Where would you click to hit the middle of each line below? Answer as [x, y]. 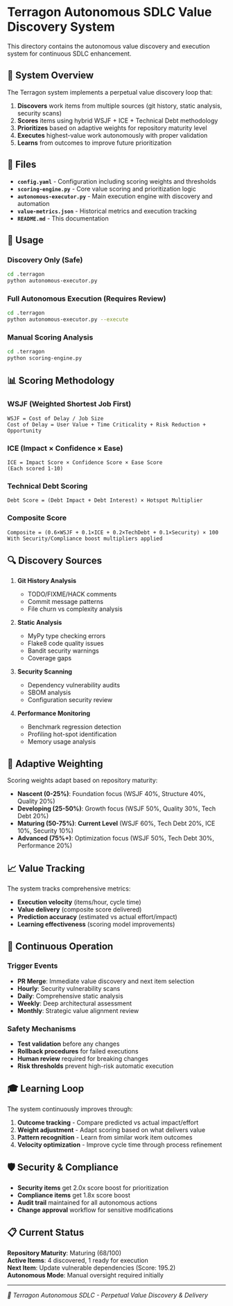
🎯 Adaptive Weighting [55, 764]
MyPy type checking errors [67, 636]
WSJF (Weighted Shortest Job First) [69, 404]
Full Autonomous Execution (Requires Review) [87, 298]
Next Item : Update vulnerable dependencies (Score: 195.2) [92, 1268]
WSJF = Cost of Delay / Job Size [55, 418]
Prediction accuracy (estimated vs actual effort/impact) [97, 917]
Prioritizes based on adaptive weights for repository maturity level [112, 128]
